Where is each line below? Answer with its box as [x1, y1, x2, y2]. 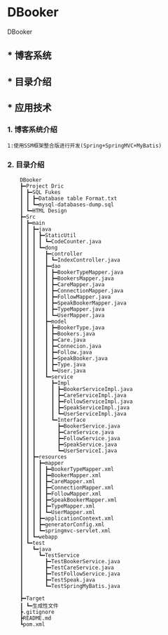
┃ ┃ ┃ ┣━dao [20, 262, 61, 269]
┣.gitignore [20, 608, 55, 615]
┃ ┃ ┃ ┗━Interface [20, 416, 86, 423]
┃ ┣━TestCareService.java [20, 564, 114, 571]
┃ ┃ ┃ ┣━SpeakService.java [20, 441, 118, 448]
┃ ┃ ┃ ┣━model [20, 318, 68, 325]
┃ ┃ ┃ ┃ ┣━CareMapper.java [20, 281, 105, 288]
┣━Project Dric [20, 182, 64, 190]
